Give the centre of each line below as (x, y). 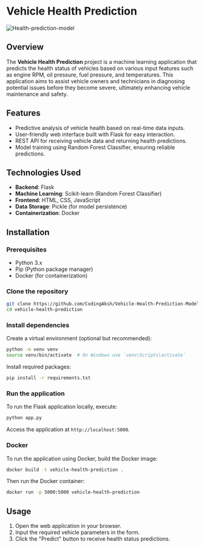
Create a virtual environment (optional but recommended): (79, 338)
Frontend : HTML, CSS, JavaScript (58, 200)
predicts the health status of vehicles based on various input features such (100, 68)
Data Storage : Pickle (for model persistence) (71, 207)
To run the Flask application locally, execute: (62, 407)
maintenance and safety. (37, 94)
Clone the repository (37, 291)
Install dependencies (38, 325)
